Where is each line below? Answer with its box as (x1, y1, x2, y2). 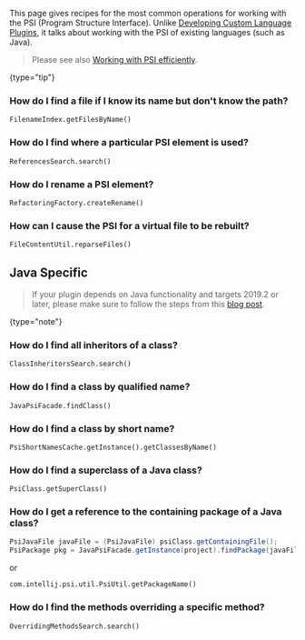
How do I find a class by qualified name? (9, 381, 191, 394)
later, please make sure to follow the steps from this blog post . (31, 299, 265, 309)
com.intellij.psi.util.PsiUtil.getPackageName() (9, 580, 197, 589)
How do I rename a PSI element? (9, 177, 154, 190)
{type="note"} (9, 316, 63, 326)
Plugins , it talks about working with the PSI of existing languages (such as (9, 27, 285, 37)
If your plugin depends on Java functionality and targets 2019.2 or (31, 289, 280, 299)
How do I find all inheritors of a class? (9, 338, 179, 351)
